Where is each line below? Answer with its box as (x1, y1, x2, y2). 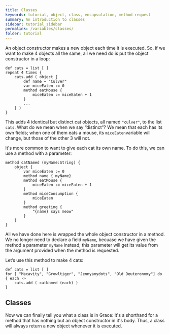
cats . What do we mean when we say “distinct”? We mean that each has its (5, 124, 163, 130)
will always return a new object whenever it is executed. (5, 323, 122, 329)
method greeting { (23, 205, 62, 210)
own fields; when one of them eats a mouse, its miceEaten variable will (5, 130, 151, 136)
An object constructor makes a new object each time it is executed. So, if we (5, 45, 165, 51)
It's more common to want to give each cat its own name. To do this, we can (5, 145, 165, 151)
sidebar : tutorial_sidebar (5, 21, 62, 27)
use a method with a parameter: (5, 150, 72, 156)
